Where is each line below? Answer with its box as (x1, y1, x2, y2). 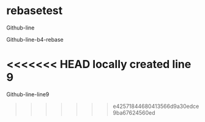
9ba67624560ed (113, 109, 155, 116)
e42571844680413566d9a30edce (113, 102, 199, 110)
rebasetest (6, 4, 63, 18)
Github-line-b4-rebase (6, 36, 64, 43)
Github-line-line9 (6, 90, 50, 98)
